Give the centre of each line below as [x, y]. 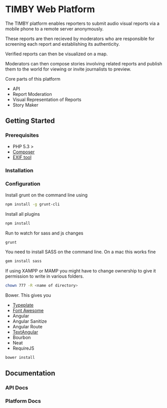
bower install [20, 358]
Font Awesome [28, 311]
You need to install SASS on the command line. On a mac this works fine [80, 252]
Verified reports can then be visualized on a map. [56, 54]
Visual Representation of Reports [47, 99]
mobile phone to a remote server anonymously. [54, 28]
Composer [24, 152]
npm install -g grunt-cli [32, 204]
